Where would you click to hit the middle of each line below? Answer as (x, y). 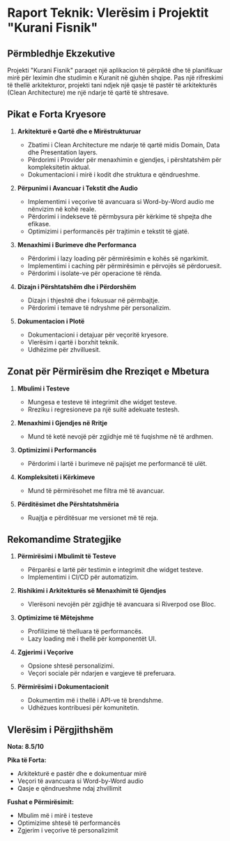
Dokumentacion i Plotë (51, 321)
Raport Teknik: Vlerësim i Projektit (108, 13)
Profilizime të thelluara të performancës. (85, 631)
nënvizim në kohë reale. (62, 209)
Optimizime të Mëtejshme (55, 618)
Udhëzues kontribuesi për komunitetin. (83, 708)
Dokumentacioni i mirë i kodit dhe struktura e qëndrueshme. (114, 174)
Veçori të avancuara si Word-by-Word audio (80, 781)
